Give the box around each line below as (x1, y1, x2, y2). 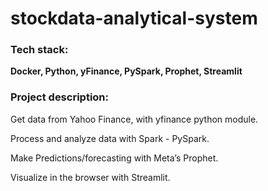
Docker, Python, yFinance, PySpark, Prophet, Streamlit (10, 65, 243, 77)
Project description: (10, 90, 109, 104)
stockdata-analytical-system (10, 7, 258, 30)
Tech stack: (10, 43, 69, 57)
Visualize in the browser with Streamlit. (10, 171, 171, 183)
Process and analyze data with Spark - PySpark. (10, 132, 210, 144)
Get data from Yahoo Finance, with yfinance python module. (10, 113, 259, 125)
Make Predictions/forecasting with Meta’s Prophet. (10, 152, 219, 164)
